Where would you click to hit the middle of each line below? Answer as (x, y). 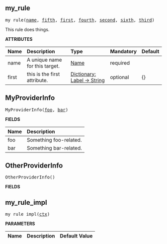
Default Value (76, 236)
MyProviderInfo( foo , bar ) (37, 110)
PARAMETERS (20, 224)
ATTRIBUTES (19, 39)
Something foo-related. (54, 140)
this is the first (43, 74)
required (120, 63)
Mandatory (124, 51)
